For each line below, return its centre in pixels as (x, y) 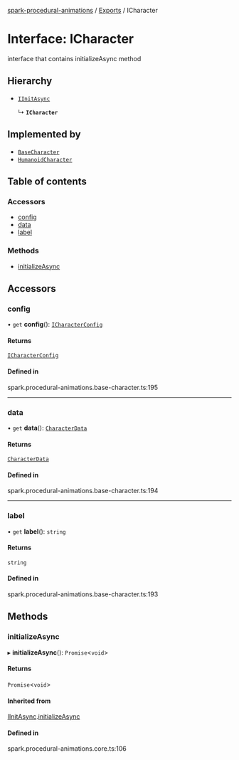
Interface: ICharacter (70, 39)
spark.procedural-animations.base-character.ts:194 (83, 491)
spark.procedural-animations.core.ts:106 (67, 749)
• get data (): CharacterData (47, 428)
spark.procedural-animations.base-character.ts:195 (83, 387)
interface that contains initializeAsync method (74, 58)
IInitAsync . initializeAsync (44, 717)
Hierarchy (30, 81)
